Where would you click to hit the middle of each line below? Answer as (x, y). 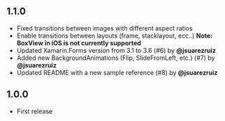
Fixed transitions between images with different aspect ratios (104, 28)
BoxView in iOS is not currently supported (79, 43)
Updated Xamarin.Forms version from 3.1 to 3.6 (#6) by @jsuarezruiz (116, 50)
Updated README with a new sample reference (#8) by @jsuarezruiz (117, 72)
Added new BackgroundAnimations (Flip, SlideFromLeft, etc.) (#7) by (116, 58)
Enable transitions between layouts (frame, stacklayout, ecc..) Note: (115, 35)
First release (35, 111)
